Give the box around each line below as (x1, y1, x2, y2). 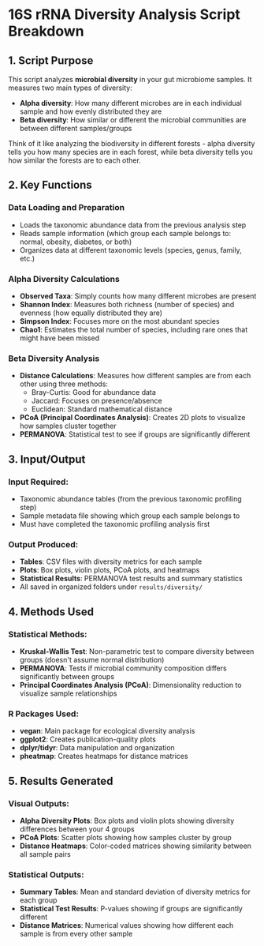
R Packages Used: (8, 708, 79, 719)
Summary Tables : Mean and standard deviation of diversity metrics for (19, 887, 251, 897)
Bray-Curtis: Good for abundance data (31, 388, 156, 397)
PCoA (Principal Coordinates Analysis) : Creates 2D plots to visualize (19, 413, 246, 422)
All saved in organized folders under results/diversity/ (19, 582, 203, 591)
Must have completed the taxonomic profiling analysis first (19, 519, 210, 528)
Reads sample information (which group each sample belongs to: (19, 228, 232, 238)
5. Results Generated (8, 774, 113, 787)
